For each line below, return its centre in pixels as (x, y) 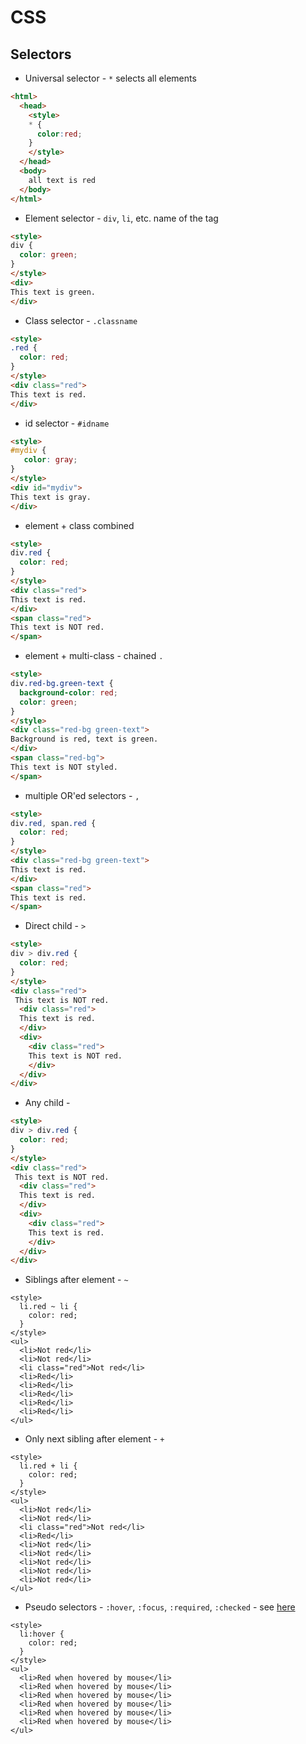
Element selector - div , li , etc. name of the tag (121, 218)
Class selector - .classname (81, 320)
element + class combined (79, 525)
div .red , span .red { (53, 823)
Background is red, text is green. (84, 739)
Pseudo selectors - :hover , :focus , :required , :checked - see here (160, 1607)
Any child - (47, 1103)
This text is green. (53, 292)
